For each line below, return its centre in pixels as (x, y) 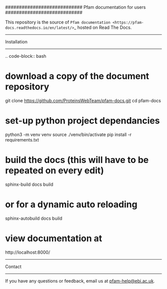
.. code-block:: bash (26, 56)
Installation (16, 42)
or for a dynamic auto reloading (71, 204)
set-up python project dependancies (83, 121)
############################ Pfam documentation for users (76, 7)
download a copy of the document (77, 76)
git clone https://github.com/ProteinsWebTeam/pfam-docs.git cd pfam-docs (83, 100)
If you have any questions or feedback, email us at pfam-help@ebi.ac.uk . (80, 281)
